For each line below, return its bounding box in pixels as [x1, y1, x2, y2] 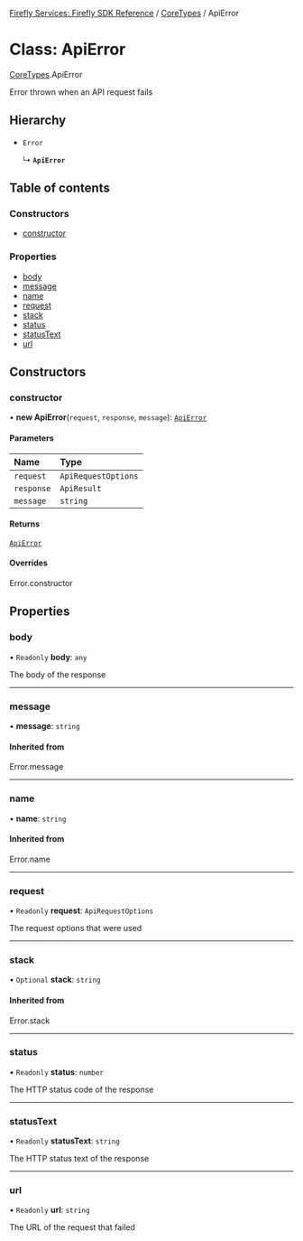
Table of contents [9, 181, 110, 196]
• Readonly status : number [9, 1066, 104, 1078]
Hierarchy [9, 113, 67, 128]
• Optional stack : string [9, 975, 101, 985]
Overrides [9, 557, 48, 568]
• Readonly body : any [9, 651, 87, 662]
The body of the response [9, 668, 106, 680]
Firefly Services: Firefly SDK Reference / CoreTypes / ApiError [9, 8, 239, 18]
